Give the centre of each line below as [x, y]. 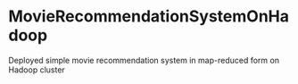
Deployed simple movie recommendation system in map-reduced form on [144, 60]
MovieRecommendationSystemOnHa [149, 17]
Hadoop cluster [37, 70]
